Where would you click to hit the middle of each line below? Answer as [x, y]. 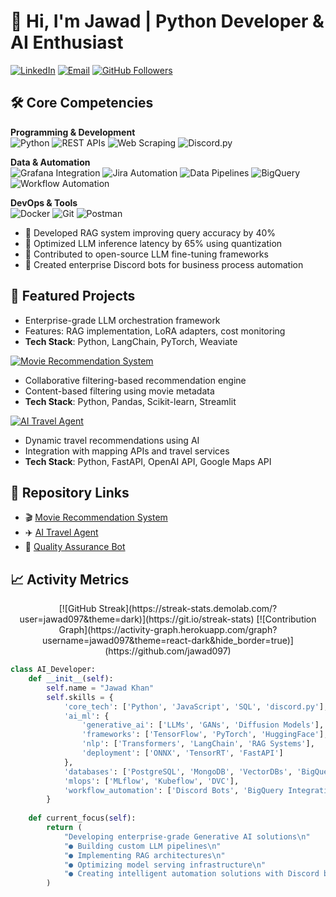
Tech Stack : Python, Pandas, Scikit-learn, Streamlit [130, 401]
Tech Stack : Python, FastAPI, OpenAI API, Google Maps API [148, 461]
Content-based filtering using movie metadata [119, 391]
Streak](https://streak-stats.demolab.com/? [188, 609]
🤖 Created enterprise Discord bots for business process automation [164, 264]
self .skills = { [80, 697]
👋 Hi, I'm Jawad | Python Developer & [167, 21]
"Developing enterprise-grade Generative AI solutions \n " [187, 836]
